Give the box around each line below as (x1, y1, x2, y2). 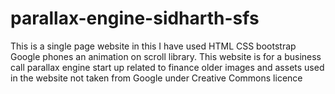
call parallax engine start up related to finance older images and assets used (10, 61, 325, 73)
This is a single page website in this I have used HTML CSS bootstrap (10, 40, 297, 52)
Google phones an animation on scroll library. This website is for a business (10, 50, 322, 62)
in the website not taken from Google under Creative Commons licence (10, 72, 303, 84)
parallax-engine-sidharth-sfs (10, 7, 260, 30)
